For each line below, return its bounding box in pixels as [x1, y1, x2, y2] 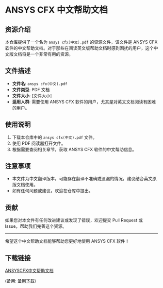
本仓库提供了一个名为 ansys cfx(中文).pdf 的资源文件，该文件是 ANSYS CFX [5, 39, 158, 45]
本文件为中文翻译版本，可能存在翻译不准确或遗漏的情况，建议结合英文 [12, 176, 153, 182]
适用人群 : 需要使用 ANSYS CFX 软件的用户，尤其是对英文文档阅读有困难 [12, 99, 156, 104]
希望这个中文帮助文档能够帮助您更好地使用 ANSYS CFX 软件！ [5, 238, 130, 244]
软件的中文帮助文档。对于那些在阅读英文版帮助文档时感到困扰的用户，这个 [5, 45, 154, 51]
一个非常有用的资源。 [30, 51, 73, 57]
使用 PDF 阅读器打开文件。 [12, 140, 65, 146]
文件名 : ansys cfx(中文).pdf [12, 81, 67, 86]
